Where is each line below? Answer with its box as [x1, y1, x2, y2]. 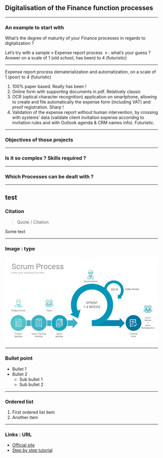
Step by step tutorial [12, 447, 53, 453]
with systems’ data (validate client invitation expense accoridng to [12, 114, 145, 121]
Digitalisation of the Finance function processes [5, 4, 154, 12]
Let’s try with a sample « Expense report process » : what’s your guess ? [5, 50, 151, 55]
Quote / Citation [16, 219, 49, 225]
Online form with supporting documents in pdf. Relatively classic [12, 89, 141, 94]
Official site [12, 442, 35, 448]
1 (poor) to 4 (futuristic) [5, 74, 52, 80]
